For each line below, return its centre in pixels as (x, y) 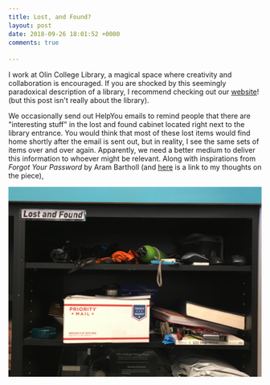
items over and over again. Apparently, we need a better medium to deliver (132, 150)
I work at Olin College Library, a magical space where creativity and (120, 75)
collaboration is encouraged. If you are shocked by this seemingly (117, 84)
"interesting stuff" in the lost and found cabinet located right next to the (127, 125)
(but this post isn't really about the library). (79, 100)
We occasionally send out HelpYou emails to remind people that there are (129, 116)
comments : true (34, 43)
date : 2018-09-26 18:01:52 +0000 (64, 34)
